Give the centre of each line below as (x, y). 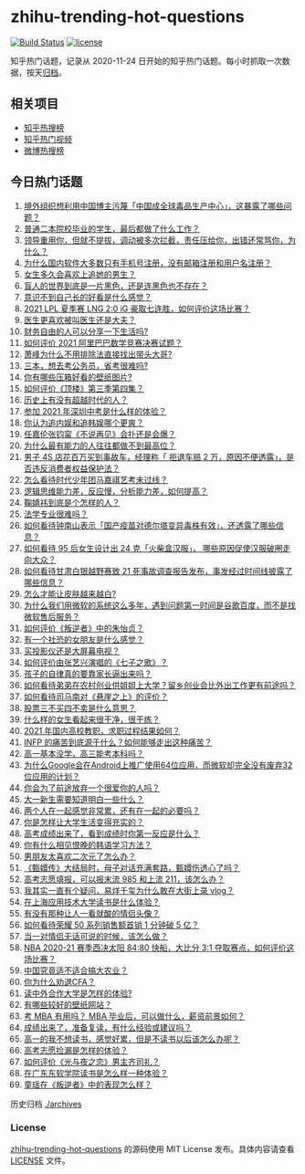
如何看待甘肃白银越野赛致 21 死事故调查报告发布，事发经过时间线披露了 (158, 571)
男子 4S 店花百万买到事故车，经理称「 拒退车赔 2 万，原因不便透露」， (155, 456)
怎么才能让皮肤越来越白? (70, 593)
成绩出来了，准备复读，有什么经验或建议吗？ (108, 1027)
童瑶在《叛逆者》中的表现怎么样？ (88, 1085)
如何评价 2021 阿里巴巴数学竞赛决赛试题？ (103, 342)
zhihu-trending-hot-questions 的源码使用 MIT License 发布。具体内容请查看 (152, 1148)
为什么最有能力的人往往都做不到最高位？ (100, 445)
